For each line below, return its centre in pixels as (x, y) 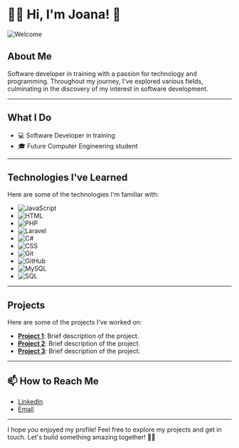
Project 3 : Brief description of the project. (79, 351)
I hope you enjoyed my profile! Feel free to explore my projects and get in (115, 430)
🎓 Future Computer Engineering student (78, 146)
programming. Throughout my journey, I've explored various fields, (106, 81)
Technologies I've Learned (68, 177)
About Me (30, 56)
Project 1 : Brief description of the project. (78, 336)
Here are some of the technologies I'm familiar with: (83, 195)
